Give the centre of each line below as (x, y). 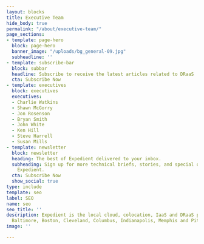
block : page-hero (34, 46)
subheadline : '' (32, 57)
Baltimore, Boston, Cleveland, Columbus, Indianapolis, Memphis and (100, 221)
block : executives (35, 91)
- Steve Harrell (32, 136)
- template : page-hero (35, 40)
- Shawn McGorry (32, 108)
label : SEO (20, 198)
